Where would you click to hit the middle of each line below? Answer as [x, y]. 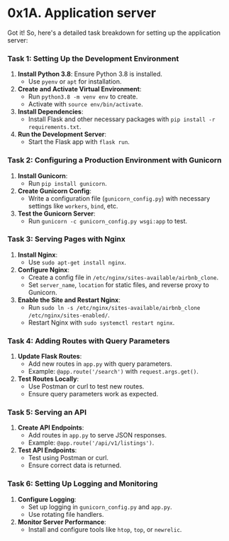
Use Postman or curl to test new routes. [86, 386]
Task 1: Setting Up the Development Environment [93, 58]
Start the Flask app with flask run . [79, 142]
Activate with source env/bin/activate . [85, 104]
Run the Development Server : [62, 134]
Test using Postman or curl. [68, 458]
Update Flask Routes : [50, 357]
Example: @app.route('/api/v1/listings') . [91, 443]
